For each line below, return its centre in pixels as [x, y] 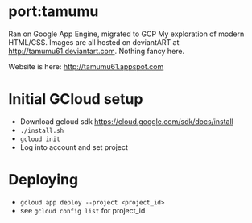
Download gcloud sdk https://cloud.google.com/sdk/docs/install [126, 121]
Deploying [43, 180]
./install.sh [42, 130]
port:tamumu [54, 12]
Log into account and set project [74, 147]
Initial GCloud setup [76, 99]
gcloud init [40, 139]
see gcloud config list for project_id [83, 210]
